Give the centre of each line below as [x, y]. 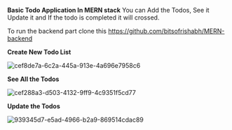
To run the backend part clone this [57, 31]
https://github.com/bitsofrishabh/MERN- [166, 31]
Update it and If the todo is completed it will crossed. [83, 17]
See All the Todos [33, 79]
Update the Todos [34, 106]
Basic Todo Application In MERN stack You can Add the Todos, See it [108, 10]
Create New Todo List [39, 52]
